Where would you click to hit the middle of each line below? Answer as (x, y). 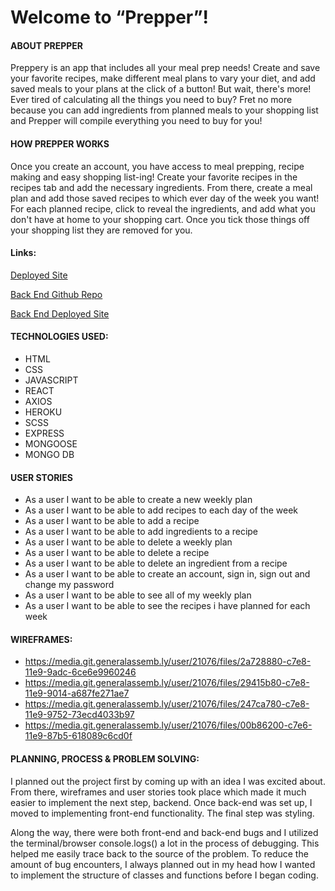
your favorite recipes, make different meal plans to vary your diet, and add (163, 78)
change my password (69, 585)
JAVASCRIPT (51, 380)
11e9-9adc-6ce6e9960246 (80, 672)
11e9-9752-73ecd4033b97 (79, 715)
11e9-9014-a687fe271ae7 (77, 693)
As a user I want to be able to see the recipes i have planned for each (167, 606)
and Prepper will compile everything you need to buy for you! (136, 121)
